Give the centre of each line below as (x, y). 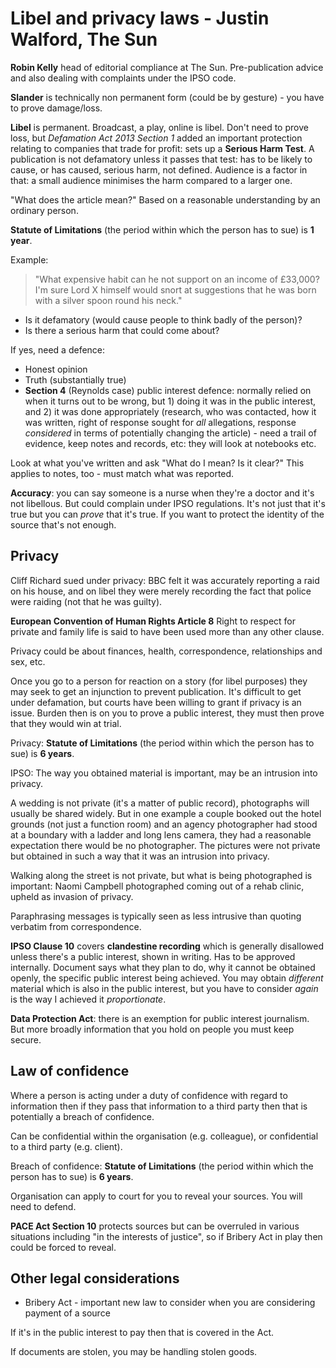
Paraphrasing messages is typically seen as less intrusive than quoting (156, 916)
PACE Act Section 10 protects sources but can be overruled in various (155, 1226)
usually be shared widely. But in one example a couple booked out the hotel (166, 813)
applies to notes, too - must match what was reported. (122, 473)
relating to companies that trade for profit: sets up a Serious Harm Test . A (162, 148)
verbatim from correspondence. (76, 926)
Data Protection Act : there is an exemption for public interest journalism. (160, 1018)
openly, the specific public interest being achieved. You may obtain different (167, 978)
